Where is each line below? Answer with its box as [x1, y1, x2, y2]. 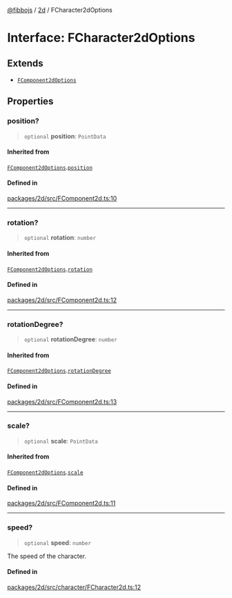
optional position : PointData [23, 132, 106, 140]
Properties [7, 96, 54, 108]
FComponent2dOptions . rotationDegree [7, 366, 112, 375]
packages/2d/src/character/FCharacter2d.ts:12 [7, 583, 142, 591]
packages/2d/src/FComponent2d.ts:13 [7, 397, 117, 406]
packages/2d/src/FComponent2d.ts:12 [7, 296, 117, 304]
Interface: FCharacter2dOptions [7, 30, 195, 46]
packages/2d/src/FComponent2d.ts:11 [7, 499, 116, 508]
